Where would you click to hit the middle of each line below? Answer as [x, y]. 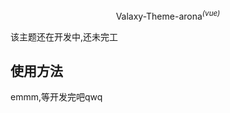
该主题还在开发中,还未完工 [64, 36]
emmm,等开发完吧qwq [56, 97]
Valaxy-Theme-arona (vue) [168, 15]
